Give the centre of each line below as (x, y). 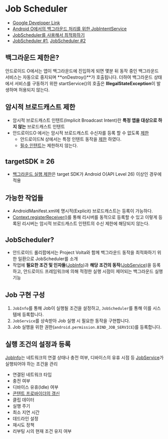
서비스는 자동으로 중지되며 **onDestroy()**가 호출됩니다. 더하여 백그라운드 (79, 77)
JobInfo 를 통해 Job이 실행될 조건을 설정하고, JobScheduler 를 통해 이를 (82, 308)
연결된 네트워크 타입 (32, 374)
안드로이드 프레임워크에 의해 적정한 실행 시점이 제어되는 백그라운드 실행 (93, 271)
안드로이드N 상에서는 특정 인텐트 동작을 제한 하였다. (71, 139)
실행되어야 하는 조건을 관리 (31, 363)
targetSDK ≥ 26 (30, 161)
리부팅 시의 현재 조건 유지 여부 (42, 431)
